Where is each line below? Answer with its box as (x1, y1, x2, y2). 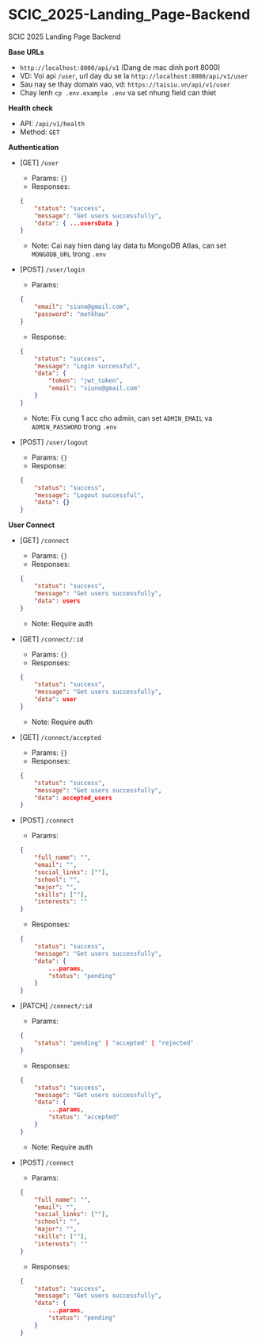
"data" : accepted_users (34, 794, 112, 802)
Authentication (8, 142, 59, 152)
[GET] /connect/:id (19, 633, 84, 644)
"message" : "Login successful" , (34, 362, 141, 370)
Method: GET (19, 127, 60, 137)
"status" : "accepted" (48, 1113, 120, 1121)
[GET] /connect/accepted (19, 732, 101, 741)
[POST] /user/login (19, 264, 85, 275)
